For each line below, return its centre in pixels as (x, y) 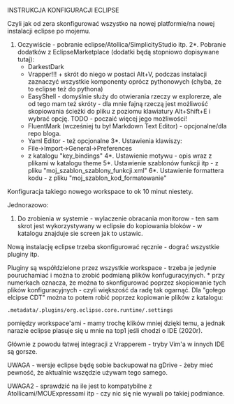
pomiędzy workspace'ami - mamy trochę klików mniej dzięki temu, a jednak (116, 323)
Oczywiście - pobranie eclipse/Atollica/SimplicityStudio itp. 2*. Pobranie (122, 44)
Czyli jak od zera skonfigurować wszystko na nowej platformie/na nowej (111, 23)
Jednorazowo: (28, 205)
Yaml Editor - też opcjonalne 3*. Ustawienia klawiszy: (105, 141)
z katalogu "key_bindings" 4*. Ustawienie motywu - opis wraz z (120, 156)
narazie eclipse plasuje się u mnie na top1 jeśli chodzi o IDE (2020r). (105, 330)
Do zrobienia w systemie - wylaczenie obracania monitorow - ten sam (118, 218)
